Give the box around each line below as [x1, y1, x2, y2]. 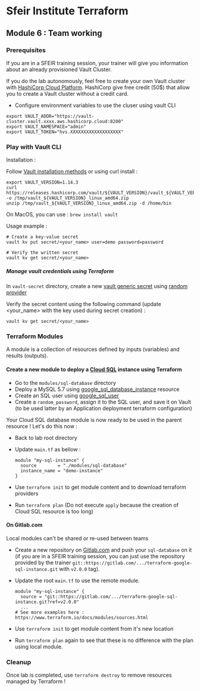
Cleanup [6, 658, 32, 666]
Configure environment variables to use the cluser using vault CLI [14, 102, 176, 109]
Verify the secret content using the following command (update [6, 301, 162, 308]
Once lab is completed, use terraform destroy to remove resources [6, 671, 172, 679]
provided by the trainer [14, 559, 71, 566]
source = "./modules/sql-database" [20, 462, 127, 469]
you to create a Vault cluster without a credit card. [6, 90, 129, 97]
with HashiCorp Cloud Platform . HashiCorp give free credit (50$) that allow [6, 84, 190, 91]
